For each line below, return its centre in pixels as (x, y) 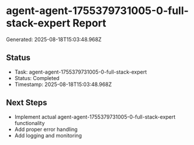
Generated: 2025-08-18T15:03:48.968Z (54, 39)
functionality (30, 123)
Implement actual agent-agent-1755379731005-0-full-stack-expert (95, 117)
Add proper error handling (46, 129)
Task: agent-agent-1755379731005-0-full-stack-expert (81, 72)
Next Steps (27, 103)
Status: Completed (37, 78)
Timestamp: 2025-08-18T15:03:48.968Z (63, 84)
